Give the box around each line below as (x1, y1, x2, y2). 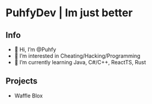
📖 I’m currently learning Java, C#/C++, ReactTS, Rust (14, 59, 147, 66)
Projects (5, 76, 38, 87)
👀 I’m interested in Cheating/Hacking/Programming (14, 52, 141, 60)
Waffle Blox (14, 92, 43, 99)
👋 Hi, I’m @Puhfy (14, 46, 56, 53)
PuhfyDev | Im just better (5, 6, 133, 20)
